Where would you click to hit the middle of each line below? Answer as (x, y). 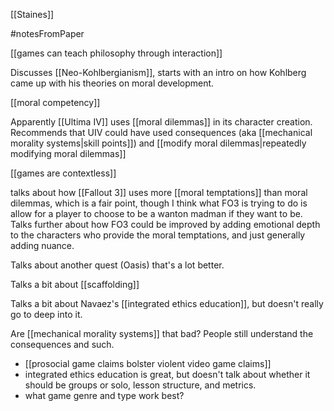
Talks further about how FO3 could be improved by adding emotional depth (165, 224)
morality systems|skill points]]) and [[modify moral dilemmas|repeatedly (158, 143)
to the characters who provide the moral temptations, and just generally (158, 235)
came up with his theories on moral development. (112, 83)
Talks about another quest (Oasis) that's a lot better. (117, 265)
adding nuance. (42, 245)
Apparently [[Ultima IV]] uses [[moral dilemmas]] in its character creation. (161, 122)
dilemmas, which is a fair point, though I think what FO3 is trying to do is (159, 203)
